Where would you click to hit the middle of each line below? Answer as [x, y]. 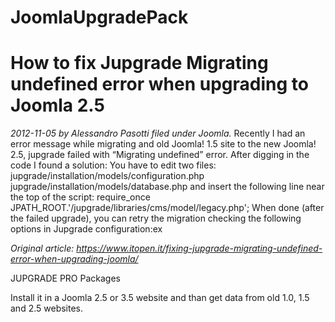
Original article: [42, 248]
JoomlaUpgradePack [99, 17]
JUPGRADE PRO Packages [65, 278]
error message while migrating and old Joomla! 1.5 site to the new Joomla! [163, 144]
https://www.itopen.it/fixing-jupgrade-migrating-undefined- [199, 248]
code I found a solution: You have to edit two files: [113, 165]
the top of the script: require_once [80, 197]
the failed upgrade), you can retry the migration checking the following [156, 218]
